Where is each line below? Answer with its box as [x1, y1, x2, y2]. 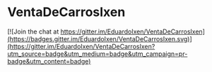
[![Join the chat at [7, 27, 59, 36]
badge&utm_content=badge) [7, 57, 91, 65]
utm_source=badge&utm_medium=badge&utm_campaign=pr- [7, 50, 188, 58]
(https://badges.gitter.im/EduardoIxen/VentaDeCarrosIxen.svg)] [7, 34, 192, 43]
